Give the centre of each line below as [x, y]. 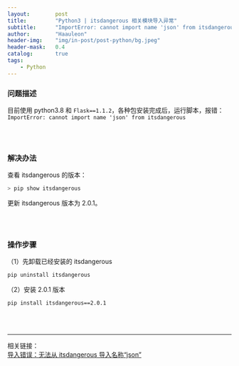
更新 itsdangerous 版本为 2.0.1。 [54, 203]
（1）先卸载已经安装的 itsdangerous [60, 262]
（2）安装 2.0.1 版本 [36, 290]
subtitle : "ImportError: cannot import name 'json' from [101, 27]
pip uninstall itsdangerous [49, 275]
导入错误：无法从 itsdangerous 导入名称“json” [75, 355]
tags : [15, 61]
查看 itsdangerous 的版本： [47, 175]
